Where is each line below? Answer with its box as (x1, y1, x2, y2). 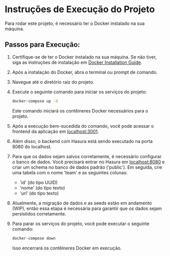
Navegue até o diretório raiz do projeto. (12, 79, 95, 85)
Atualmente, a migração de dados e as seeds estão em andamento (12, 200, 152, 206)
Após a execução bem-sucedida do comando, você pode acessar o (12, 123, 154, 129)
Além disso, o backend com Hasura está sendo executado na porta (12, 138, 153, 144)
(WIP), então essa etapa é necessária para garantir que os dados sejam (12, 205, 162, 211)
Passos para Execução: (5, 41, 80, 49)
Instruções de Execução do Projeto (5, 4, 155, 15)
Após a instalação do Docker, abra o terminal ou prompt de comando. (12, 69, 158, 75)
